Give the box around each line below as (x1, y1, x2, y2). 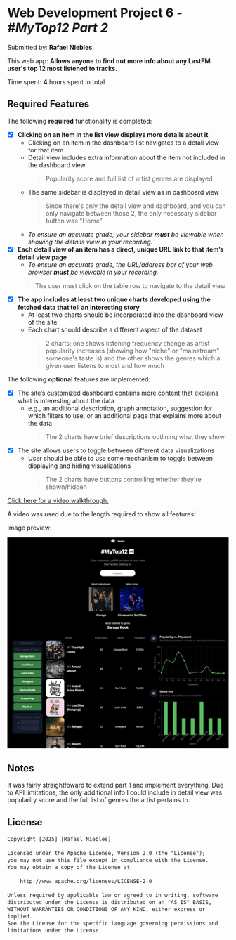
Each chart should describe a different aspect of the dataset (27, 325, 202, 334)
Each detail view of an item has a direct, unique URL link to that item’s (17, 244, 224, 254)
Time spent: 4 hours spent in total (7, 77, 105, 86)
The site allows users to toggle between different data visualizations (17, 446, 215, 455)
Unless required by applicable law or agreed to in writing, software (7, 892, 218, 899)
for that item (27, 145, 64, 154)
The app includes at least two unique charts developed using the (17, 295, 211, 303)
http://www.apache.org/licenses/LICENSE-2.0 (20, 878, 152, 885)
